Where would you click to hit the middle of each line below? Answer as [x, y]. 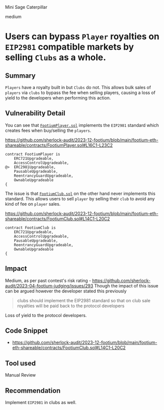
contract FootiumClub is [30, 228]
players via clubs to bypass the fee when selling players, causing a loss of [80, 93]
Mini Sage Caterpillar [26, 7]
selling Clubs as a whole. [56, 57]
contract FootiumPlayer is [33, 154]
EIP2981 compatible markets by [69, 47]
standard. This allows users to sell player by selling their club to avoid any [80, 198]
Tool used [20, 363]
